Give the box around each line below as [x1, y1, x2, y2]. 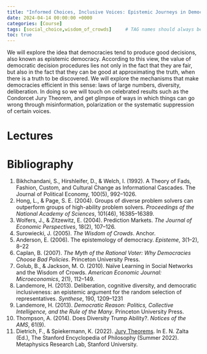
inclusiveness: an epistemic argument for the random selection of [15, 288, 182, 296]
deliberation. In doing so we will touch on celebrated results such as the [7, 88, 189, 95]
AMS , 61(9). [15, 321, 46, 329]
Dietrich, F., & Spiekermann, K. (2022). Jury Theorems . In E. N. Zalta [15, 328, 189, 335]
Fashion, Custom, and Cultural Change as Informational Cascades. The [15, 184, 196, 191]
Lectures [7, 129, 53, 143]
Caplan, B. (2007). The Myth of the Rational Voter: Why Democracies [15, 250, 191, 257]
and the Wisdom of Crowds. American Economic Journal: [15, 269, 162, 277]
